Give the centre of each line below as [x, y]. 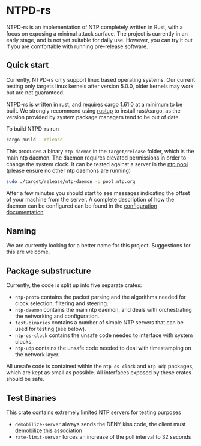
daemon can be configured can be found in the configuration [82, 206]
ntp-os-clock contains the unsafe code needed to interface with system [104, 335]
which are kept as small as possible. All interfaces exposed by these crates [99, 373]
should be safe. [25, 379]
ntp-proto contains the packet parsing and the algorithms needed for [100, 297]
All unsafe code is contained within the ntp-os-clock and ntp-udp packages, [100, 366]
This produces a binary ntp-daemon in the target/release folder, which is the [100, 151]
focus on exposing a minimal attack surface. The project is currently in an [97, 33]
